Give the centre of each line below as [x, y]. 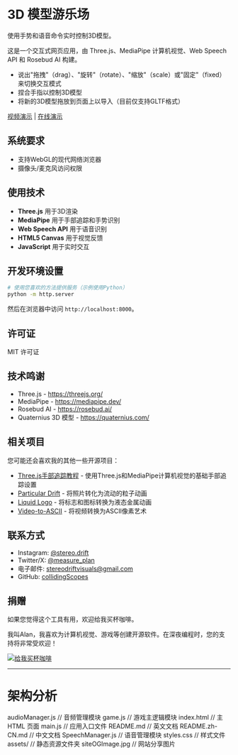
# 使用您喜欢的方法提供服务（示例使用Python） [68, 288]
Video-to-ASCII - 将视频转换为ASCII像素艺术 [82, 511]
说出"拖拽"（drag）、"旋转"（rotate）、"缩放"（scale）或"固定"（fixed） [121, 75]
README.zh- [199, 726]
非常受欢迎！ [38, 644]
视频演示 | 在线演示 [35, 116]
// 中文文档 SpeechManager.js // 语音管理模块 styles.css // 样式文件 [127, 735]
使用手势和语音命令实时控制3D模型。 [61, 35]
